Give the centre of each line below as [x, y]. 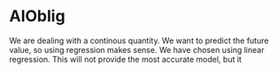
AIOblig [37, 16]
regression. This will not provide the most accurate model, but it [125, 59]
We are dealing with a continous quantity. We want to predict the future [139, 40]
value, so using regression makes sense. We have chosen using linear [137, 49]
